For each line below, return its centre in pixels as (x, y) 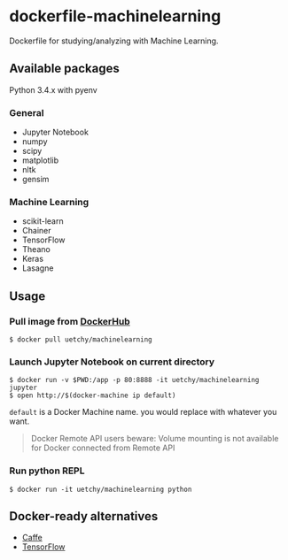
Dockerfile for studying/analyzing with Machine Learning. (114, 41)
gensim (35, 180)
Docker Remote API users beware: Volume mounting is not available (155, 439)
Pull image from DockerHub (70, 321)
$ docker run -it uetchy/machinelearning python (101, 489)
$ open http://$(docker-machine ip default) (93, 395)
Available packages (64, 69)
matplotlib (40, 160)
